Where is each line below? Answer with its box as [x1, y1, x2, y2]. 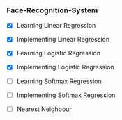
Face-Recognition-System [6, 6, 98, 15]
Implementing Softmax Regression [16, 91, 116, 99]
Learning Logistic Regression [16, 49, 100, 58]
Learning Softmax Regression [16, 77, 102, 85]
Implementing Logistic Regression [16, 63, 114, 71]
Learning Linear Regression [16, 22, 96, 30]
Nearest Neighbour [16, 105, 73, 113]
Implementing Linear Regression [16, 35, 109, 44]
